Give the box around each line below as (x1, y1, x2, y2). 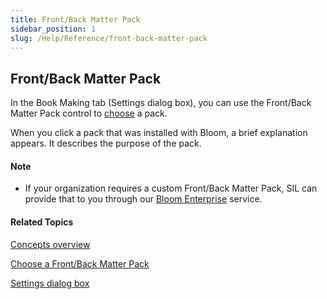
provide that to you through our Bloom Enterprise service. (24, 193, 263, 205)
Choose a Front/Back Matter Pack (10, 257, 150, 270)
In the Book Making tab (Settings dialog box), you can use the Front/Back (10, 97, 312, 109)
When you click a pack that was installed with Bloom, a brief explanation (10, 127, 308, 139)
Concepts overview (10, 238, 91, 250)
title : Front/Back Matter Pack (10, 14, 141, 25)
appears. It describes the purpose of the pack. (10, 137, 202, 150)
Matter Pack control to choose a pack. (10, 107, 168, 120)
